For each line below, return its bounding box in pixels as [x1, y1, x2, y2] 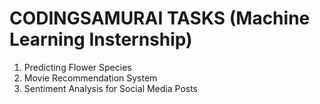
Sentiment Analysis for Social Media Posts [23, 82, 199, 94]
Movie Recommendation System [23, 72, 158, 84]
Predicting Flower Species [23, 61, 132, 73]
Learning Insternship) [9, 28, 193, 51]
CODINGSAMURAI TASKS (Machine [9, 7, 311, 30]
